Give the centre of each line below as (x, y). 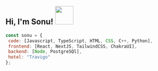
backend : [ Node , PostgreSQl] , (45, 52)
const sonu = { (24, 35)
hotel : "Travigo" (29, 57)
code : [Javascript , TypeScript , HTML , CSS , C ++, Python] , (80, 41)
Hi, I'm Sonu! (29, 22)
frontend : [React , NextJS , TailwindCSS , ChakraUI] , (73, 46)
